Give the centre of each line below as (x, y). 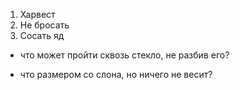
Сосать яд (42, 35)
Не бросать (44, 25)
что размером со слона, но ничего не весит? (116, 74)
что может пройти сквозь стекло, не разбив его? (124, 55)
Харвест (37, 14)
